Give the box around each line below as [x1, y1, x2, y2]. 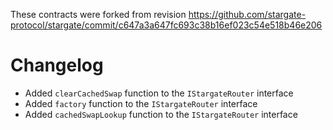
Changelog [10, 54, 104, 77]
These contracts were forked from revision [10, 9, 187, 20]
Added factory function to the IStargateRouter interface [24, 97, 258, 109]
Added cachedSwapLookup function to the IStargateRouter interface [24, 108, 298, 120]
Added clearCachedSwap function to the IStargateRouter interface [24, 87, 294, 99]
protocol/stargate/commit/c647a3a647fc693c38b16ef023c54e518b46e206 [10, 19, 323, 31]
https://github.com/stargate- [188, 9, 307, 20]
